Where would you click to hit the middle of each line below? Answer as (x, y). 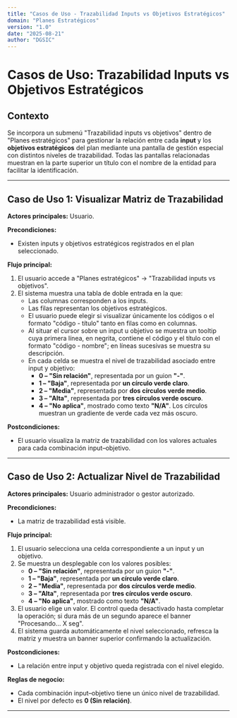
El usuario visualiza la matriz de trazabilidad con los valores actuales (117, 440)
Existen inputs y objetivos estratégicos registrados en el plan (106, 243)
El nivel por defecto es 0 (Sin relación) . (74, 700)
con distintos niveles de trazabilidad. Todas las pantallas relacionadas (109, 155)
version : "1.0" (30, 27)
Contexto (28, 116)
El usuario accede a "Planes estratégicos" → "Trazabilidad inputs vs (116, 278)
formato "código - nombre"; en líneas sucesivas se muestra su (119, 346)
